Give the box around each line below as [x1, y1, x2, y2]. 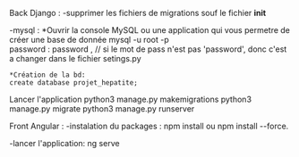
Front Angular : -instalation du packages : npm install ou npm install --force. [9, 120, 289, 131]
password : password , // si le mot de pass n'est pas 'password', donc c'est [9, 44, 287, 54]
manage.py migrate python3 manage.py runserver [9, 103, 195, 114]
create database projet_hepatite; [9, 78, 139, 87]
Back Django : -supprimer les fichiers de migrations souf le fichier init [9, 8, 267, 18]
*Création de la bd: [9, 70, 87, 79]
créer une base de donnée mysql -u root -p [9, 35, 169, 45]
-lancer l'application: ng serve [9, 138, 120, 148]
